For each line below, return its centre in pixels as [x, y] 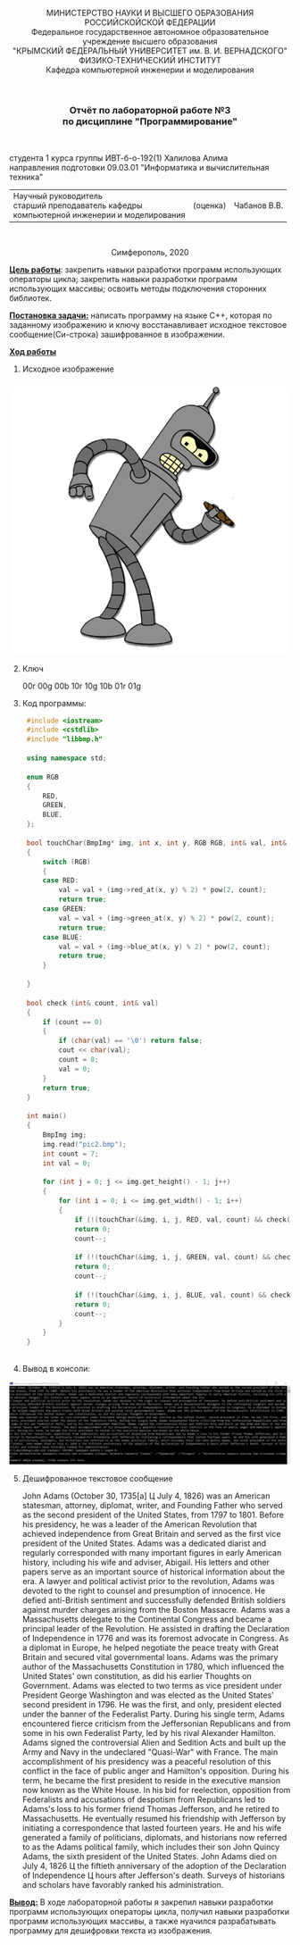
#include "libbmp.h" [64, 739]
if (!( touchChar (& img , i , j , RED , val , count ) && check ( [183, 1219]
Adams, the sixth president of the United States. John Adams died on [150, 1856]
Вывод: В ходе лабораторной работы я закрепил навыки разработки [142, 1902]
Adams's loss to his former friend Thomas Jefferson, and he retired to [150, 1808]
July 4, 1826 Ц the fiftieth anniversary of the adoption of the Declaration [154, 1866]
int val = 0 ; [67, 1163]
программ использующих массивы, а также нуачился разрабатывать [143, 1921]
